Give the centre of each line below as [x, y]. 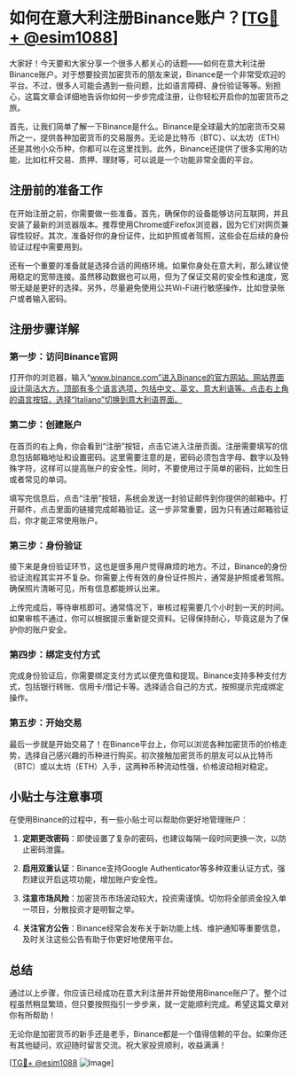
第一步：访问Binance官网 [63, 357]
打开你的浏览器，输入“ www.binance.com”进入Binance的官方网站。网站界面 [147, 378]
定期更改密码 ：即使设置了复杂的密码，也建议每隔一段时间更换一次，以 [150, 839]
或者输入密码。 [44, 299]
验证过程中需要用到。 [48, 246]
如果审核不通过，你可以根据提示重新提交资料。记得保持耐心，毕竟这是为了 [145, 619]
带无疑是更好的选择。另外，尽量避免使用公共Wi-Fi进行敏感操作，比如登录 [143, 287]
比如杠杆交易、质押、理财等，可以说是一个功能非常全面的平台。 [141, 160]
